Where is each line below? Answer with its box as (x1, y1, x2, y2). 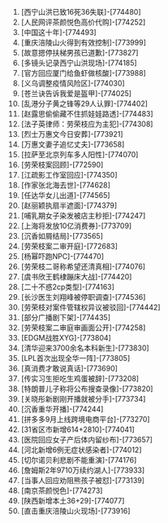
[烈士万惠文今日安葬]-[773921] (20, 130, 124, 138)
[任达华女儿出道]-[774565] (20, 191, 110, 200)
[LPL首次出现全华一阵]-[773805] (20, 354, 131, 363)
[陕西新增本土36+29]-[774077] (20, 496, 125, 505)
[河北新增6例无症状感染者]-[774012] (20, 445, 142, 455)
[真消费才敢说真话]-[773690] (20, 363, 118, 373)
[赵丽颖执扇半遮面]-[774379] (20, 200, 118, 210)
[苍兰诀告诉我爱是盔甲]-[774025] (20, 89, 132, 98)
